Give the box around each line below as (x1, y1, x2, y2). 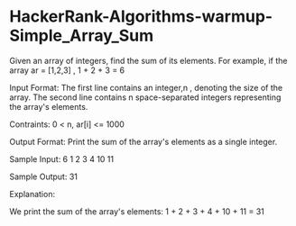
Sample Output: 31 (9, 171, 79, 182)
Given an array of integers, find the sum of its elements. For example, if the (9, 55, 288, 66)
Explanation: (9, 188, 56, 199)
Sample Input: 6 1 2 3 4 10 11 (9, 153, 115, 164)
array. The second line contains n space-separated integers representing (9, 92, 282, 103)
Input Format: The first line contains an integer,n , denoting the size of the (9, 82, 282, 93)
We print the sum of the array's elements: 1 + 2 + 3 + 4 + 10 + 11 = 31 (9, 205, 264, 217)
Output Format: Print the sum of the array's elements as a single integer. (9, 136, 278, 147)
